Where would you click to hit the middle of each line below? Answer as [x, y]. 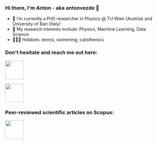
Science [20, 35]
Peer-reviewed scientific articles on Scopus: [60, 112]
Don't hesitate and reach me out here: [51, 52]
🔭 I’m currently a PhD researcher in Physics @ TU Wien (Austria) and [82, 19]
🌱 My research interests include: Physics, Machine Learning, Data [79, 29]
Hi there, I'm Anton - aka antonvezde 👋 [52, 8]
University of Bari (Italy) [36, 24]
